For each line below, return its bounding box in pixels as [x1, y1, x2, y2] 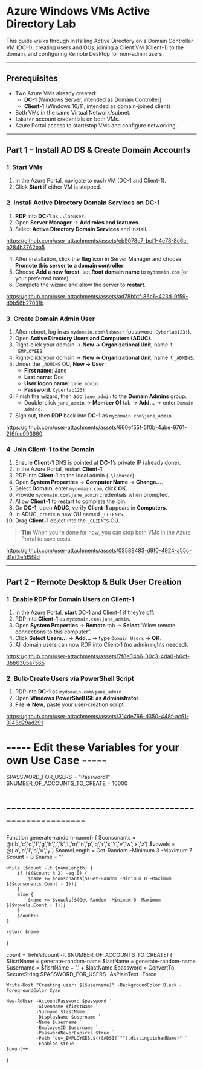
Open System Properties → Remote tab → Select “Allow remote [14, 622, 176, 629]
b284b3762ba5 [6, 243, 45, 251]
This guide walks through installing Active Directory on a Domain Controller [6, 37, 193, 44]
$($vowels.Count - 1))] [6, 902, 66, 908]
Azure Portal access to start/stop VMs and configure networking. [14, 121, 178, 129]
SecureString [6, 971, 39, 978]
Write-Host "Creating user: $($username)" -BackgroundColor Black [6, 982, 177, 988]
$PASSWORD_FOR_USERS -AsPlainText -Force [40, 971, 157, 978]
